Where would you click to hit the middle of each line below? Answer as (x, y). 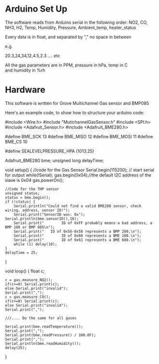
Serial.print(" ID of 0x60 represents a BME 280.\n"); (78, 236)
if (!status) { (20, 202)
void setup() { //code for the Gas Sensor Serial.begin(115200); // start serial (80, 170)
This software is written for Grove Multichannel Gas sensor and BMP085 (77, 103)
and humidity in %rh (25, 70)
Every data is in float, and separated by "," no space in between (68, 37)
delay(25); (16, 348)
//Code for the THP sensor (32, 189)
